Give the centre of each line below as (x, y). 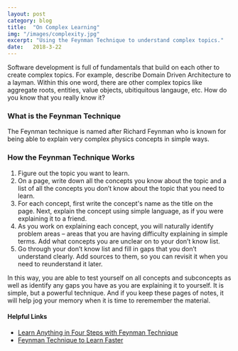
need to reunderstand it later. (60, 263)
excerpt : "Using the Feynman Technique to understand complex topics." (115, 41)
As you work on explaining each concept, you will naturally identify (115, 226)
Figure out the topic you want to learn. (74, 173)
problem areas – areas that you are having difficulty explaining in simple (123, 234)
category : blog (30, 21)
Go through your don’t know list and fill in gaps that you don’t (107, 248)
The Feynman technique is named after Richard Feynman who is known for (117, 132)
